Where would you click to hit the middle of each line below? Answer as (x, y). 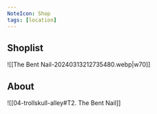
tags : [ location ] (32, 20)
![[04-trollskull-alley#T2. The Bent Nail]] (64, 103)
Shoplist (25, 48)
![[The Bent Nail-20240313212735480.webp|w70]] (79, 65)
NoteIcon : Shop (29, 13)
